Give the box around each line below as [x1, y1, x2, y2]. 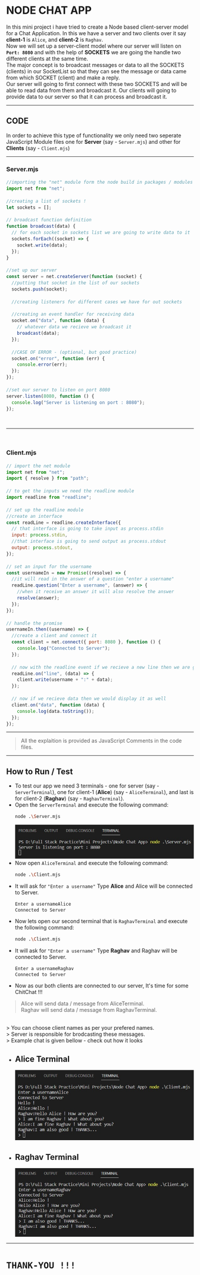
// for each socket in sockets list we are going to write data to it [11, 230, 190, 236]
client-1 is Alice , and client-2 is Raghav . [6, 36, 103, 43]
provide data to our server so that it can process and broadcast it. [6, 93, 168, 100]
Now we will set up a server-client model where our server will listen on [6, 42, 182, 50]
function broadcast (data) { [6, 223, 76, 230]
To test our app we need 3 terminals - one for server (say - [14, 782, 160, 789]
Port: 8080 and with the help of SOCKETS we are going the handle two [6, 48, 182, 55]
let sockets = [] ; [6, 204, 52, 211]
